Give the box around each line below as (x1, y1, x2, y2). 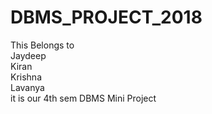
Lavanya (10, 81, 45, 93)
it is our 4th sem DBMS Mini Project (10, 92, 157, 104)
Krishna (10, 71, 43, 83)
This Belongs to (10, 39, 75, 51)
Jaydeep (10, 49, 47, 61)
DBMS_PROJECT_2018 (10, 6, 203, 29)
